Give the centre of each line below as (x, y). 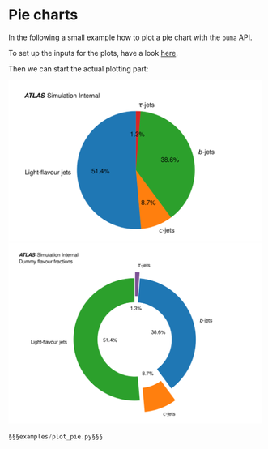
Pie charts (43, 15)
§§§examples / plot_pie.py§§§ (56, 436)
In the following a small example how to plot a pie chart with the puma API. (130, 37)
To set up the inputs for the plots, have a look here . (93, 53)
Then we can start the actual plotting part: (79, 68)
